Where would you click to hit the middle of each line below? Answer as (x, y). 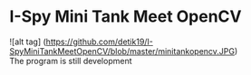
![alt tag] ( (28, 42)
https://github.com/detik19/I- (100, 42)
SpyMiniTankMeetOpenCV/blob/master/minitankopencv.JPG (122, 51)
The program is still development (71, 61)
